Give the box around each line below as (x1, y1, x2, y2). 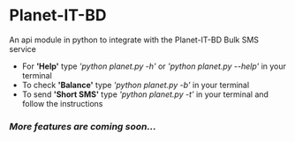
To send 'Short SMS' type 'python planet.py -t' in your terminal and (21, 89, 269, 100)
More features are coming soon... (9, 120, 156, 132)
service (9, 43, 37, 54)
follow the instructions (21, 98, 103, 108)
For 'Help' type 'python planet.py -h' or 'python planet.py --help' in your (21, 61, 287, 71)
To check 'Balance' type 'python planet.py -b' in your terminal (21, 79, 250, 90)
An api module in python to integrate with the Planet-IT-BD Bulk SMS (9, 34, 259, 45)
